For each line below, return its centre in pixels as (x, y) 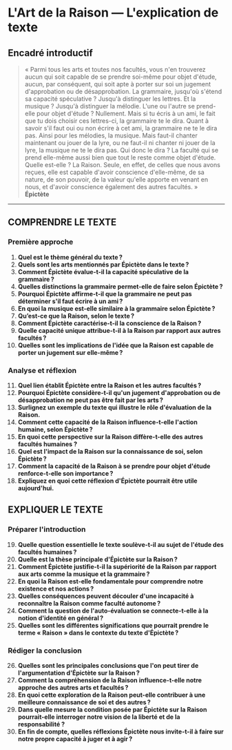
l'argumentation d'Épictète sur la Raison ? (79, 673)
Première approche (41, 242)
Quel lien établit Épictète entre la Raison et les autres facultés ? (109, 385)
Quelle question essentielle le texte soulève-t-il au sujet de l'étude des (121, 544)
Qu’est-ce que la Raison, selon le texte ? (76, 316)
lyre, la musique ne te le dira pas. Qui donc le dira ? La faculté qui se (122, 150)
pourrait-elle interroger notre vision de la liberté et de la (99, 717)
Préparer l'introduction (47, 530)
